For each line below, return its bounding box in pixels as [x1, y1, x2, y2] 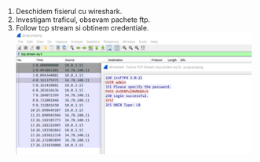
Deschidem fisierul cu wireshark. [15, 7, 123, 16]
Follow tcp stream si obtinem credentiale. [15, 23, 149, 32]
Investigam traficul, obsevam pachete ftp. [15, 15, 151, 24]
